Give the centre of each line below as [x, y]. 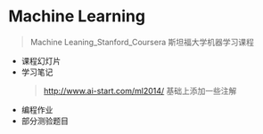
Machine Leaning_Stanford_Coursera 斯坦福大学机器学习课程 [142, 42]
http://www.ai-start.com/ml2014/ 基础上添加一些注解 [140, 91]
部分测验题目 [45, 121]
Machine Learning [77, 16]
